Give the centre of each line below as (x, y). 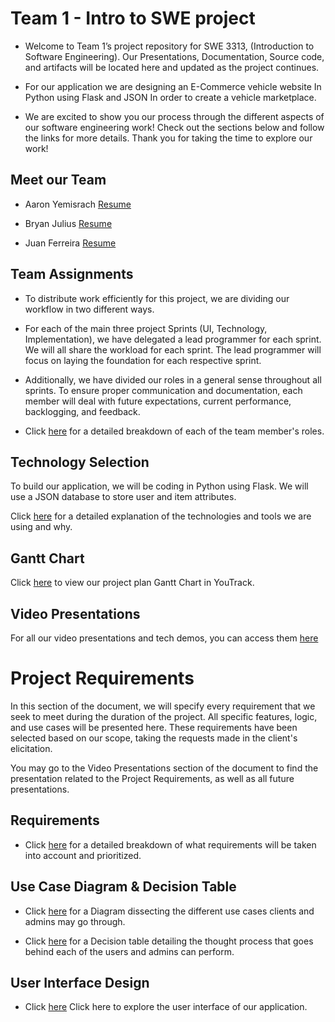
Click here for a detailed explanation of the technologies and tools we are (161, 516)
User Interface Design (80, 982)
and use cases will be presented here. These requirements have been (154, 727)
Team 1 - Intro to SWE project (133, 18)
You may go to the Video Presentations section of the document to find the (164, 768)
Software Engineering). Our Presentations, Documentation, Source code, (174, 56)
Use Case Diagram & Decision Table (123, 887)
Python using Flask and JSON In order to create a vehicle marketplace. (170, 97)
